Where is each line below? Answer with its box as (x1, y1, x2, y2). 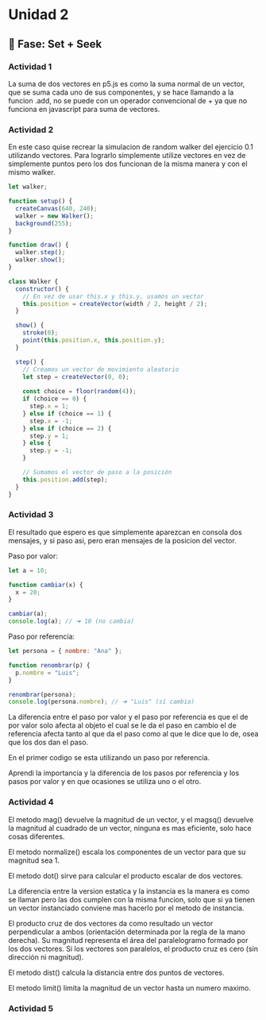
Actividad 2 (8, 124, 54, 135)
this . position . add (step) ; (22, 475, 109, 484)
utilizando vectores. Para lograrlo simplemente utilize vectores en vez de (8, 151, 246, 160)
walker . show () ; (15, 256, 66, 264)
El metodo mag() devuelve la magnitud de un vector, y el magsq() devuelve (8, 814, 254, 824)
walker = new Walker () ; (15, 212, 94, 220)
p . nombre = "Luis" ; (15, 669, 80, 677)
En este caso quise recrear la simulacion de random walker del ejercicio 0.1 (8, 142, 254, 152)
